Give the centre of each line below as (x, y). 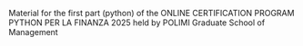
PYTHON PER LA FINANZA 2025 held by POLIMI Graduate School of (137, 23)
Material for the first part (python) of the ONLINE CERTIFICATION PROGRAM (151, 13)
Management (33, 32)
